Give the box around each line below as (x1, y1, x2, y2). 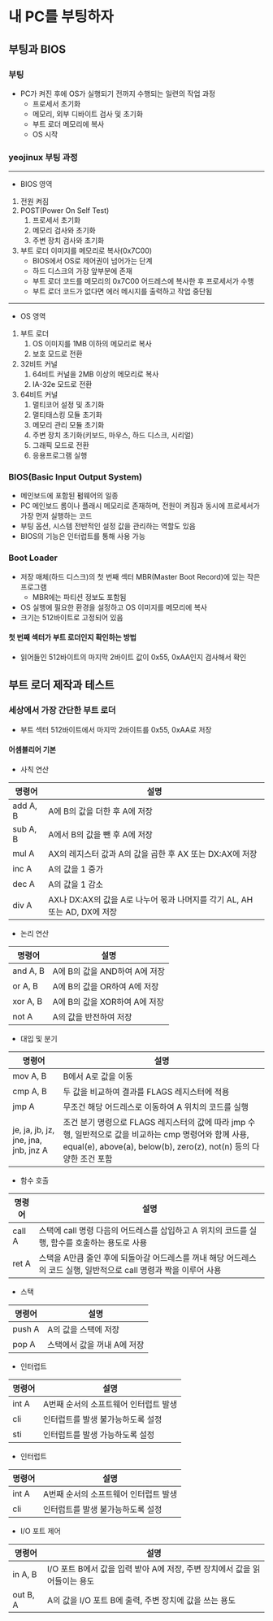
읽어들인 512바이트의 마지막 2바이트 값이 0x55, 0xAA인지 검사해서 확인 (19, 652, 247, 662)
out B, (12, 1588, 35, 1600)
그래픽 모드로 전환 (32, 441, 89, 450)
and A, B (12, 965, 45, 976)
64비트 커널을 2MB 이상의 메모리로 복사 (32, 369, 159, 379)
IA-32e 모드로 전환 (32, 380, 93, 389)
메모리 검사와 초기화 (32, 225, 96, 236)
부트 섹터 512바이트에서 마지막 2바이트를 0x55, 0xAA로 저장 (19, 724, 212, 734)
